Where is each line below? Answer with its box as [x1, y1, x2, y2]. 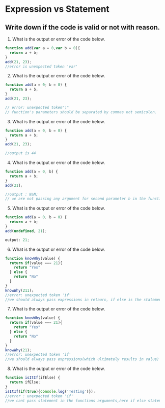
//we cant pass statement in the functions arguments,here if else [5, 398, 146, 403]
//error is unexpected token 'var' [5, 64, 78, 69]
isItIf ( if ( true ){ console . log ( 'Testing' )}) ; [5, 389, 96, 394]
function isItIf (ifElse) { [5, 375, 60, 380]
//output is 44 [5, 151, 36, 156]
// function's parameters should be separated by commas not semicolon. [5, 109, 157, 114]
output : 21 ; [5, 238, 29, 242]
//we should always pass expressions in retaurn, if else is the [5, 297, 141, 302]
